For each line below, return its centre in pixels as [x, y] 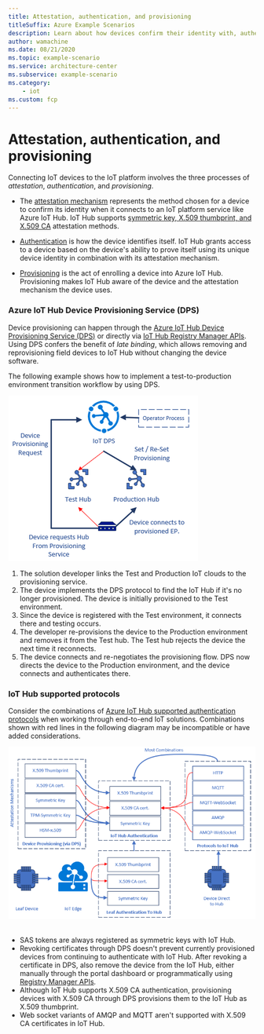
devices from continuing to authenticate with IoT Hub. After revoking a [133, 956]
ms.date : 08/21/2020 [42, 50]
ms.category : [29, 82]
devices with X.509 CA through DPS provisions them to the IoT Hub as [133, 998]
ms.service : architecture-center [63, 67]
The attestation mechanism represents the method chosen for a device [134, 201]
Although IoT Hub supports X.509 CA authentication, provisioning [125, 990]
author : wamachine [38, 42]
